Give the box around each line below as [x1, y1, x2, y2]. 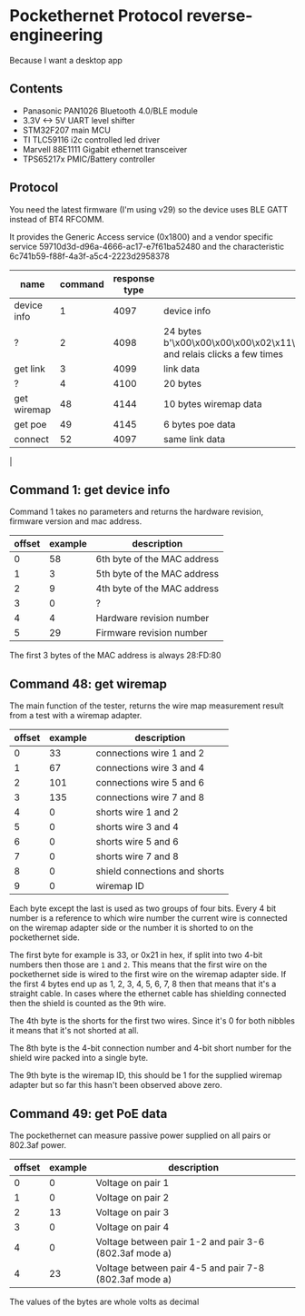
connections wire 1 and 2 [95, 747, 205, 759]
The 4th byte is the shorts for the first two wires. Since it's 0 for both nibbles [9, 1015, 295, 1026]
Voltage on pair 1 [95, 1177, 170, 1189]
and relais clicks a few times [162, 347, 284, 360]
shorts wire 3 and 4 [95, 821, 179, 834]
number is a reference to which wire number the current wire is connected [9, 913, 288, 924]
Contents [9, 81, 64, 96]
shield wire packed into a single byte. [9, 1053, 149, 1064]
